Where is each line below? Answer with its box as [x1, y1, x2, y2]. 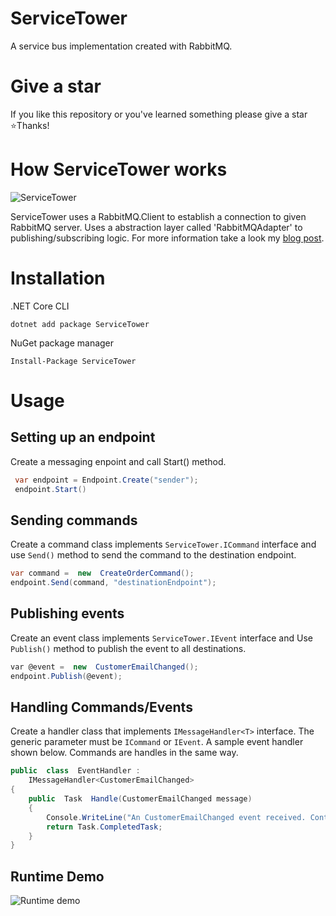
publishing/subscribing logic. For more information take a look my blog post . [10, 232, 325, 244]
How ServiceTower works [10, 158, 228, 181]
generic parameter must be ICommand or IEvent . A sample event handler [10, 736, 304, 748]
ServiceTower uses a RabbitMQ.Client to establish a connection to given [10, 210, 307, 222]
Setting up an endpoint [10, 429, 156, 446]
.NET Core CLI [10, 300, 70, 312]
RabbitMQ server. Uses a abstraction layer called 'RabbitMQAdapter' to [10, 221, 303, 233]
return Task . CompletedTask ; [46, 822, 163, 832]
